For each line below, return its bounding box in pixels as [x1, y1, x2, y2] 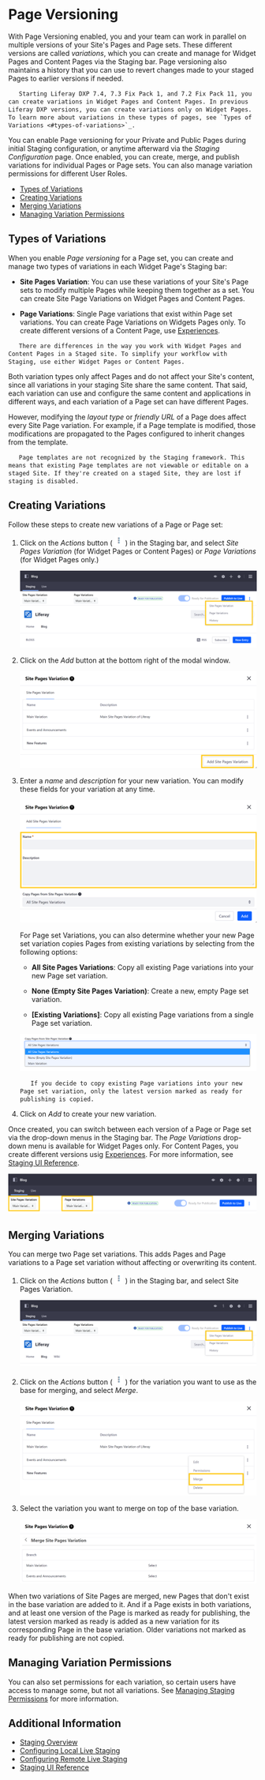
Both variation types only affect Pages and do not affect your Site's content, [8, 371, 255, 381]
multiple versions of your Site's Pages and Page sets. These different [8, 39, 233, 49]
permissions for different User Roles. [8, 168, 128, 178]
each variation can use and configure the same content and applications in [8, 389, 251, 398]
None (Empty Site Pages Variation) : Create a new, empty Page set [31, 986, 249, 996]
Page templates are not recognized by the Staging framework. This [18, 453, 245, 461]
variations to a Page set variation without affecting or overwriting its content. [8, 1258, 257, 1267]
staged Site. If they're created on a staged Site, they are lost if [8, 469, 242, 477]
